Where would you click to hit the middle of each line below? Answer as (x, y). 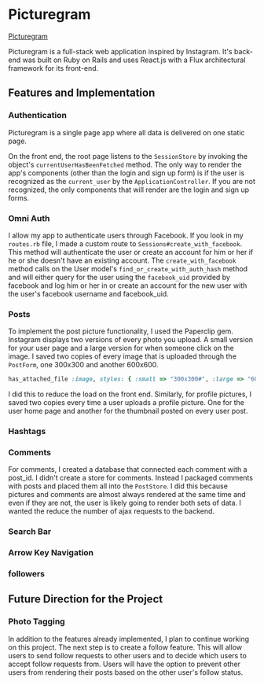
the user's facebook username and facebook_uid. (88, 293)
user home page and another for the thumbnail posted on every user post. (128, 411)
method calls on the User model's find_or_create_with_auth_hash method (128, 268)
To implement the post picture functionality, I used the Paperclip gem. (121, 331)
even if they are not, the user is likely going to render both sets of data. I (125, 503)
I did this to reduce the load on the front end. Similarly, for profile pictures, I (130, 394)
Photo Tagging (37, 621)
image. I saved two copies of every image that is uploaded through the (123, 356)
